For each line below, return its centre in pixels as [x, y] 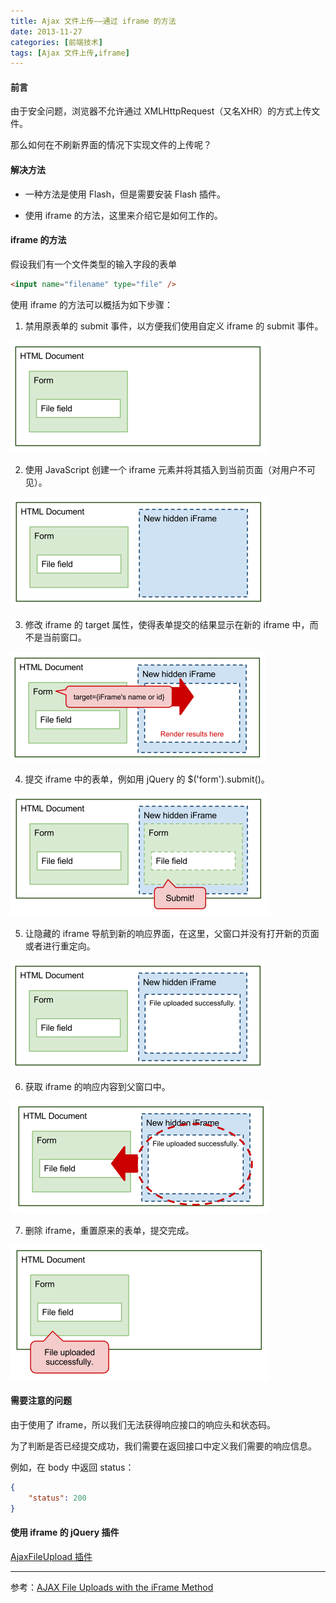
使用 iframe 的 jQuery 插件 [65, 1532]
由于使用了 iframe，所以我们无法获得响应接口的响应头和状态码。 [143, 1424]
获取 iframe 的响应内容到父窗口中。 [97, 1086]
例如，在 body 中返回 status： [72, 1467]
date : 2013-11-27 [46, 31]
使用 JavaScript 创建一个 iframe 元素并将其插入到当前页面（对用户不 [165, 469]
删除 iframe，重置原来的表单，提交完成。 [109, 1230]
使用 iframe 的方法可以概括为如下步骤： [92, 304]
